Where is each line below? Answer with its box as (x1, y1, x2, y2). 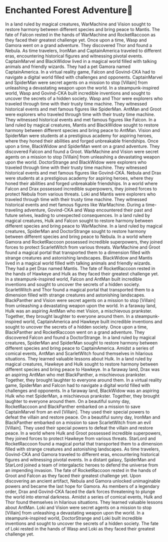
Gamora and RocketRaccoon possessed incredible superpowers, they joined (5, 238, 163, 244)
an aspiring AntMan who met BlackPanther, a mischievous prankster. (5, 371, 146, 377)
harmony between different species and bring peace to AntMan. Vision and (5, 127, 160, 133)
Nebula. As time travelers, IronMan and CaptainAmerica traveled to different (5, 47, 161, 53)
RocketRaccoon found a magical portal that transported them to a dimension (5, 440, 162, 446)
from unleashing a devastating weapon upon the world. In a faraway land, (5, 302, 157, 308)
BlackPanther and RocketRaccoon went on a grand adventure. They (5, 329, 145, 335)
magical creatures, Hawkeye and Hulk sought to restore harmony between (5, 361, 158, 367)
